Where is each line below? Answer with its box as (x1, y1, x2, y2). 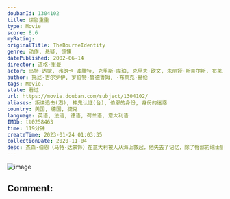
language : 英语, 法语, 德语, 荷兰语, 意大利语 (7, 112, 129, 119)
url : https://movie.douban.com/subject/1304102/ (7, 93, 149, 100)
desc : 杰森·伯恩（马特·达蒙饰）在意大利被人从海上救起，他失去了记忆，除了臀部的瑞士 (7, 144, 220, 151)
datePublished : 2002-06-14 (7, 55, 84, 62)
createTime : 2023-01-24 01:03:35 (7, 131, 103, 138)
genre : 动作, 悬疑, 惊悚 (7, 49, 72, 56)
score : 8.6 (7, 29, 38, 36)
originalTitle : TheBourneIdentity (7, 42, 106, 49)
